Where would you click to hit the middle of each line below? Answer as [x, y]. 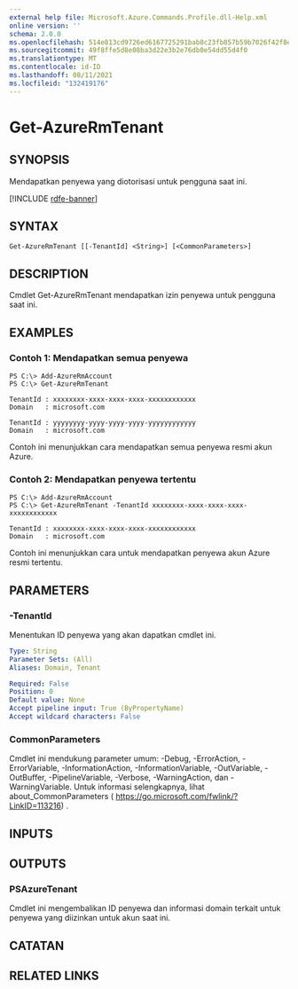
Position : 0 [31, 692]
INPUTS [31, 833]
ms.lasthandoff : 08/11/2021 [61, 75]
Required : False [39, 684]
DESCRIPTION [49, 274]
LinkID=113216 [35, 806]
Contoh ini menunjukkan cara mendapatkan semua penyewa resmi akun [141, 447]
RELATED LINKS [54, 976]
